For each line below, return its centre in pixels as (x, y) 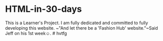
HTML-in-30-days (44, 9)
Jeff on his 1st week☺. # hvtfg (36, 33)
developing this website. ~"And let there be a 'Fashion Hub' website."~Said (82, 28)
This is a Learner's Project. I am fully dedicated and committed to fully (77, 23)
